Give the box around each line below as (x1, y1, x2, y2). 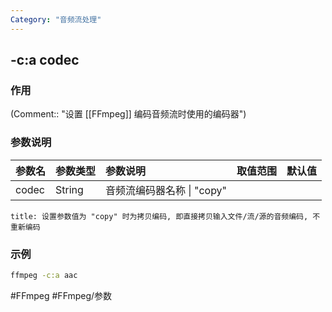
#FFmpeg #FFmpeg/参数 (10, 289, 113, 301)
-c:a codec (10, 52, 80, 69)
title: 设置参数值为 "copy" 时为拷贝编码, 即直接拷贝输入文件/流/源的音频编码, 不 (10, 211, 321, 221)
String (55, 182, 84, 196)
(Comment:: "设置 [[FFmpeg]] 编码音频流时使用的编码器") (10, 108, 247, 120)
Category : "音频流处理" (10, 14, 102, 25)
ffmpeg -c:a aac (10, 270, 78, 280)
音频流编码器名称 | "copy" (105, 183, 228, 197)
